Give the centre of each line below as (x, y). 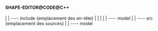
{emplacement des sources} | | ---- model (49, 24)
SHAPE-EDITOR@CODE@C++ (37, 7)
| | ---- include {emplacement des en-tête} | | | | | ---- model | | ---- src (79, 18)
